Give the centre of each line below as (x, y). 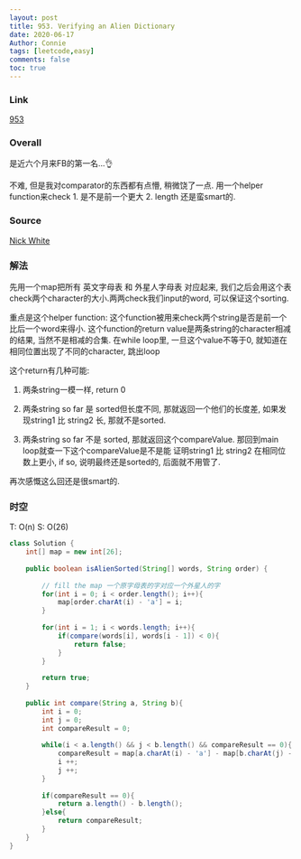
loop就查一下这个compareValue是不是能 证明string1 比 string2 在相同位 (154, 451)
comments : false (40, 60)
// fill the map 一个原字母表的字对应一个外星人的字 (131, 585)
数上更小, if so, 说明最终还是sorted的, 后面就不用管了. (121, 462)
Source (26, 220)
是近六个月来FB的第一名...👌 (61, 163)
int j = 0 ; (62, 720)
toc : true (28, 69)
